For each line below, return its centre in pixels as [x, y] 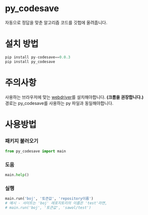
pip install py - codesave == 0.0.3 [38, 57]
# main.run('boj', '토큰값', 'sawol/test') [48, 208]
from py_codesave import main [36, 151]
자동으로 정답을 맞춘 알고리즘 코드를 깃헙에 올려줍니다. [56, 22]
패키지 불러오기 [22, 141]
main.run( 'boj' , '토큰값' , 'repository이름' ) [49, 199]
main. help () [17, 175]
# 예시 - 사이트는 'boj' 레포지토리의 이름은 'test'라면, [56, 203]
